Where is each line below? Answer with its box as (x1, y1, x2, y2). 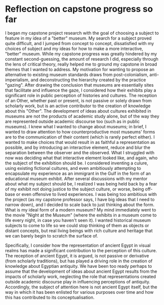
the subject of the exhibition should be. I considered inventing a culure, (5, 160, 148, 166)
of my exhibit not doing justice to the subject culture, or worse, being (5, 186, 144, 192)
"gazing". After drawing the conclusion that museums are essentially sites (5, 82, 154, 88)
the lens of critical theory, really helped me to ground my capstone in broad (5, 61, 158, 67)
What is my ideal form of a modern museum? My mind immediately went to (5, 207, 157, 212)
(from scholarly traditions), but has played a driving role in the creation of (5, 258, 153, 264)
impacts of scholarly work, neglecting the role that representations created (5, 273, 156, 280)
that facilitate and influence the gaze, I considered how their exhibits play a (5, 87, 157, 93)
